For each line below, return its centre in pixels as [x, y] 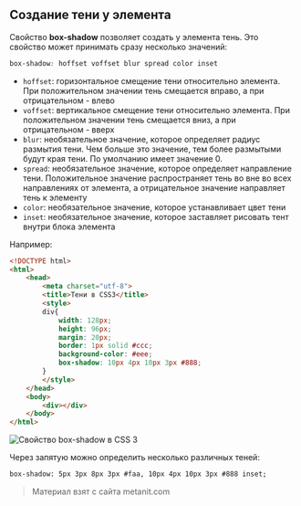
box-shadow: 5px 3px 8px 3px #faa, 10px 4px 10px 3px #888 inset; [138, 474]
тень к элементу [55, 197]
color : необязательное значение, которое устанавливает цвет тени [154, 207]
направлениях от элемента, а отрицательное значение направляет [154, 187]
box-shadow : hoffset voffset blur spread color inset [114, 63]
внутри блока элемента [69, 227]
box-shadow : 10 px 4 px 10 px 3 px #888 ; [130, 363]
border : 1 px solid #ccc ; [105, 346]
